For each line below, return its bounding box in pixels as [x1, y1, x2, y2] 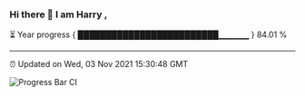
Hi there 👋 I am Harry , [9, 8, 108, 21]
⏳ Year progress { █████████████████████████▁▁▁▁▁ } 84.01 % [9, 29, 288, 40]
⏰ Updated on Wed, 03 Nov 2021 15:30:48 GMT [9, 59, 189, 70]
